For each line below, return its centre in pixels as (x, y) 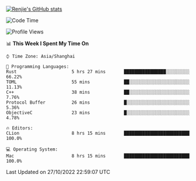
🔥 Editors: (20, 128)
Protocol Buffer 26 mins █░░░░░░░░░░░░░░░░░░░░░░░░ (98, 103)
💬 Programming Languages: (37, 67)
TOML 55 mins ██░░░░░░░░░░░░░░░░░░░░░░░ (98, 82)
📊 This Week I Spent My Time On (47, 43)
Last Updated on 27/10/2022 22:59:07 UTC (58, 172)
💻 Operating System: (32, 149)
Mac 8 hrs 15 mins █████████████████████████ (98, 156)
